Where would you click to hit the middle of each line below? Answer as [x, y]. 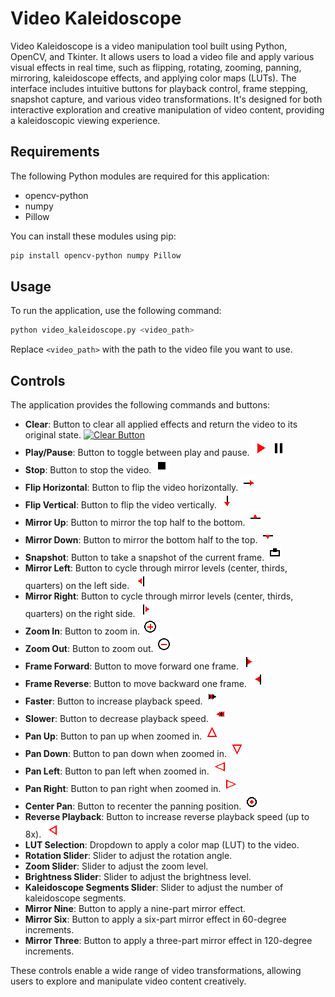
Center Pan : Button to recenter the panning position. [133, 806]
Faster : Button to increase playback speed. [113, 701]
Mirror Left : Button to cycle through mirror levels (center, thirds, [156, 568]
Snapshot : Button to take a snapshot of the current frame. [144, 558]
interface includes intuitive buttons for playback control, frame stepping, [159, 88]
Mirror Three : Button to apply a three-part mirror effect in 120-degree [168, 941]
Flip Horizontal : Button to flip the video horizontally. [131, 488]
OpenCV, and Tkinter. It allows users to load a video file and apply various [162, 56]
